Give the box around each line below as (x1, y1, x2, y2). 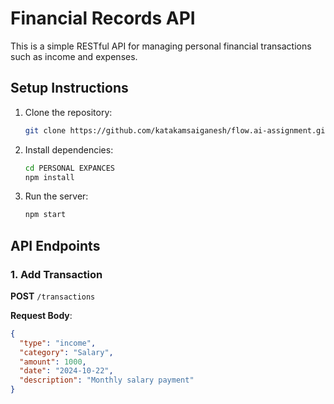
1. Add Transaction (10, 267, 103, 281)
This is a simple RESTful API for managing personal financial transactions (10, 40, 312, 52)
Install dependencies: (24, 143, 114, 156)
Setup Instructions (10, 80, 129, 97)
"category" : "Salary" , (19, 347, 114, 357)
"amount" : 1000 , (19, 357, 87, 367)
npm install (24, 172, 75, 182)
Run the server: (24, 190, 89, 202)
